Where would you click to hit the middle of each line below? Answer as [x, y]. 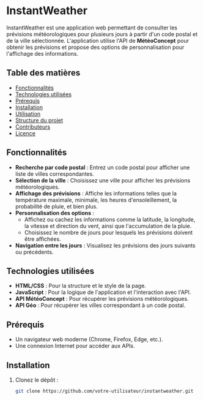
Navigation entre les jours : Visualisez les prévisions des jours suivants [105, 245]
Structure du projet [39, 120]
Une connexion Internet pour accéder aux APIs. [75, 346]
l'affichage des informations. [42, 53]
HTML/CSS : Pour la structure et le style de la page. [81, 286]
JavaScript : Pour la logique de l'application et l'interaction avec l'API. [103, 292]
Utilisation [28, 113]
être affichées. [42, 239]
